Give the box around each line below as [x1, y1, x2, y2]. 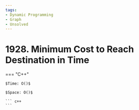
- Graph [5, 17, 22, 22]
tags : [5, 7, 17, 13]
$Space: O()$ [5, 90, 33, 95]
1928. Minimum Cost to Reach [5, 44, 134, 55]
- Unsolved [5, 21, 29, 27]
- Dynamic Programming [5, 12, 53, 17]
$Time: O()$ [5, 81, 31, 87]
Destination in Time [5, 54, 90, 66]
